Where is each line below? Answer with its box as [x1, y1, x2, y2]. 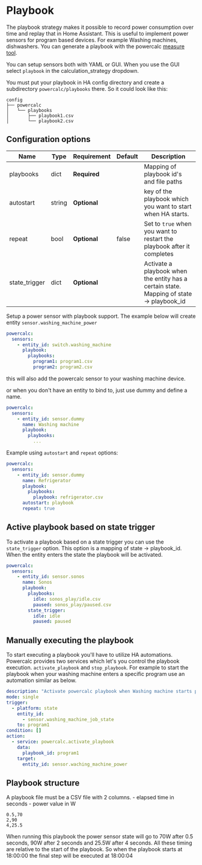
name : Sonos [22, 579, 52, 586]
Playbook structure [6, 778, 80, 788]
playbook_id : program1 [22, 750, 79, 756]
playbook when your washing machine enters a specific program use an [6, 671, 185, 678]
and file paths [144, 177, 183, 185]
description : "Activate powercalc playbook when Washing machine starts [6, 689, 192, 695]
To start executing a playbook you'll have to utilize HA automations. [6, 651, 173, 659]
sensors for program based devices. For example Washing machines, [6, 36, 178, 43]
